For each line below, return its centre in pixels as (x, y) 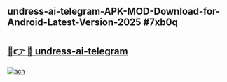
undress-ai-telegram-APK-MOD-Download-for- (114, 11)
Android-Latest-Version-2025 (74, 23)
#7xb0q (161, 23)
